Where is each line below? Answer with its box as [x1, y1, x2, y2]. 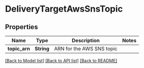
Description [72, 37, 100, 44]
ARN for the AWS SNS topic [54, 45, 118, 52]
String [34, 45, 50, 52]
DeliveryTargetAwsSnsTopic [5, 3, 123, 15]
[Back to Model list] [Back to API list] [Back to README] [5, 58, 118, 64]
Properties [5, 23, 38, 31]
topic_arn [7, 45, 30, 52]
